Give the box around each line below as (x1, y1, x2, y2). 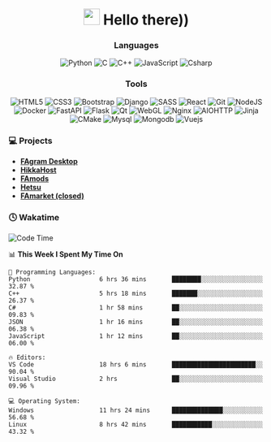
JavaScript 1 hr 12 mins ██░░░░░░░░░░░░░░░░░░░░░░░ (8, 332, 264, 340)
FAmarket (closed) (19, 191, 84, 201)
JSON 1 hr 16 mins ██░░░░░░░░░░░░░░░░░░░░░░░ (8, 318, 264, 327)
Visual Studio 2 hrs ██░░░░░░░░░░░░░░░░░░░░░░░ (8, 375, 264, 383)
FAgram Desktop (19, 157, 79, 167)
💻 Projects (8, 135, 53, 146)
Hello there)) (102, 11, 189, 29)
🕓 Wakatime (8, 212, 60, 223)
